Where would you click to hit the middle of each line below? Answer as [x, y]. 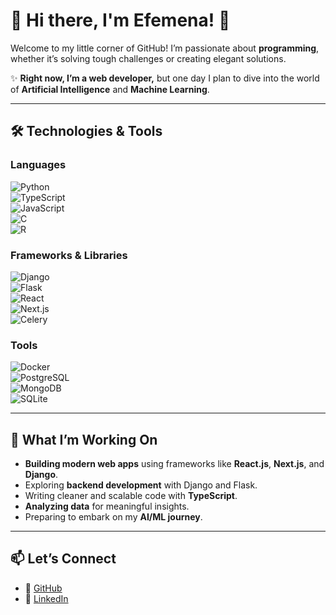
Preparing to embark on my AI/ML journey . [113, 517]
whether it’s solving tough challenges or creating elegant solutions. [148, 58]
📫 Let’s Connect [63, 559]
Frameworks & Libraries [69, 255]
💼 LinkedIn [46, 598]
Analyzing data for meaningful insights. [107, 506]
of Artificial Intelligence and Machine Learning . [110, 89]
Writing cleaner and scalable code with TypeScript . [131, 496]
